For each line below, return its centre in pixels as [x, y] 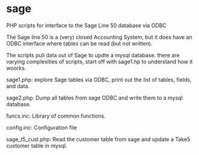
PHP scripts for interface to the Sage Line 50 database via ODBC [87, 25]
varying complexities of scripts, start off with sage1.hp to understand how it [99, 62]
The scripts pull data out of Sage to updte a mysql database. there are [93, 55]
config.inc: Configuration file [41, 127]
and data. [18, 86]
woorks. [16, 68]
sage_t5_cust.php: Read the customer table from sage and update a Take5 [98, 139]
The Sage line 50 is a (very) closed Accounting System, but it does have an [99, 37]
